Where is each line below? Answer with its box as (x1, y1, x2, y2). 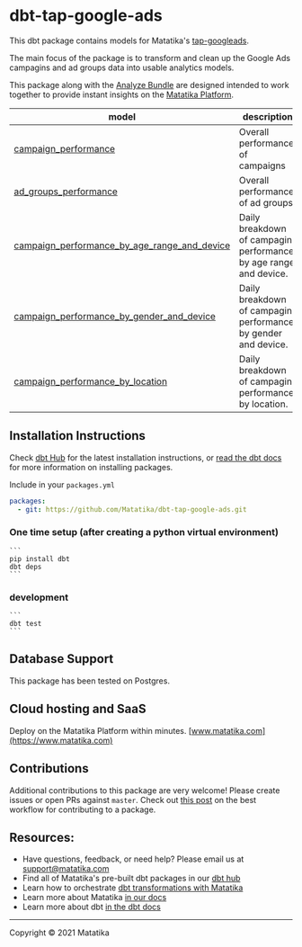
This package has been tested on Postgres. (9, 675, 171, 686)
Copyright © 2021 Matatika (9, 927, 110, 938)
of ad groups (238, 196, 294, 209)
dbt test (9, 620, 42, 629)
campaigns (238, 159, 286, 172)
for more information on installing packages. (9, 461, 173, 472)
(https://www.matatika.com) (9, 735, 113, 746)
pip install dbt (9, 554, 70, 563)
